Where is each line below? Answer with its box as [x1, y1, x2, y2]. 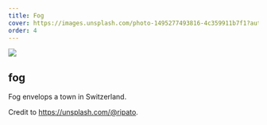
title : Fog [8, 11, 44, 20]
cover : [8, 19, 30, 27]
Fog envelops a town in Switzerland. [8, 92, 127, 102]
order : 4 [8, 26, 37, 34]
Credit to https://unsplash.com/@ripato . [8, 107, 139, 117]
